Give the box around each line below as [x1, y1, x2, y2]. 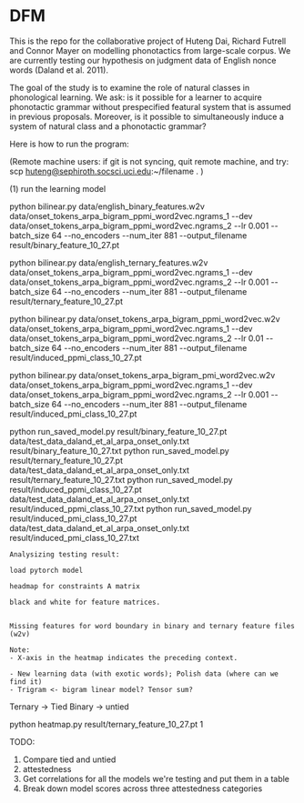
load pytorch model [9, 566, 84, 575]
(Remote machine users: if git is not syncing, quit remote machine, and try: [9, 156, 289, 166]
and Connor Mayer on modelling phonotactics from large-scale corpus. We [9, 45, 291, 55]
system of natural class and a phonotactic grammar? [9, 120, 207, 132]
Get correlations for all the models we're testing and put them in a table [22, 773, 289, 784]
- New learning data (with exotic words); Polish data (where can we [9, 669, 279, 678]
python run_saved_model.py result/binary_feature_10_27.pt [9, 426, 228, 437]
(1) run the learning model [9, 183, 106, 194]
